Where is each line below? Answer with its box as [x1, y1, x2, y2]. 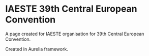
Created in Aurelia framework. [5, 46, 69, 52]
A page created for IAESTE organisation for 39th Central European [5, 31, 144, 37]
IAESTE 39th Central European [5, 3, 137, 15]
